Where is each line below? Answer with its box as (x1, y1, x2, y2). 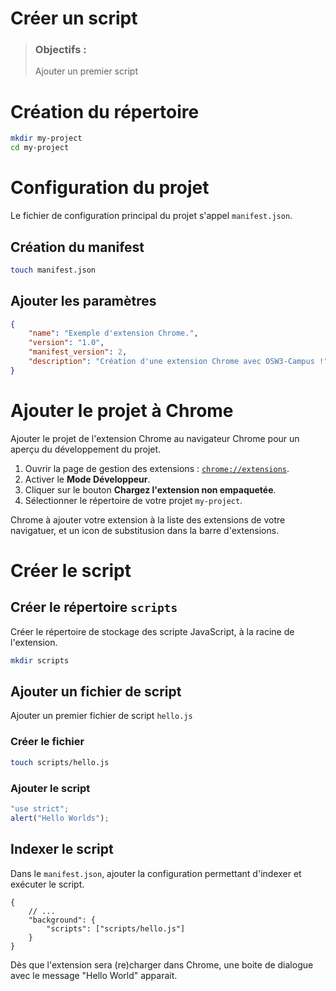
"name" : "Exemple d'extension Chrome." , (28, 328, 199, 339)
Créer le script (10, 559, 132, 582)
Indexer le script (10, 841, 114, 858)
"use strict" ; (10, 803, 70, 814)
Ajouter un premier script (34, 65, 138, 77)
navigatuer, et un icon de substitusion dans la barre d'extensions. (10, 524, 280, 536)
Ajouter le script (10, 781, 91, 795)
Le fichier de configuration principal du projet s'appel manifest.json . (10, 210, 293, 222)
